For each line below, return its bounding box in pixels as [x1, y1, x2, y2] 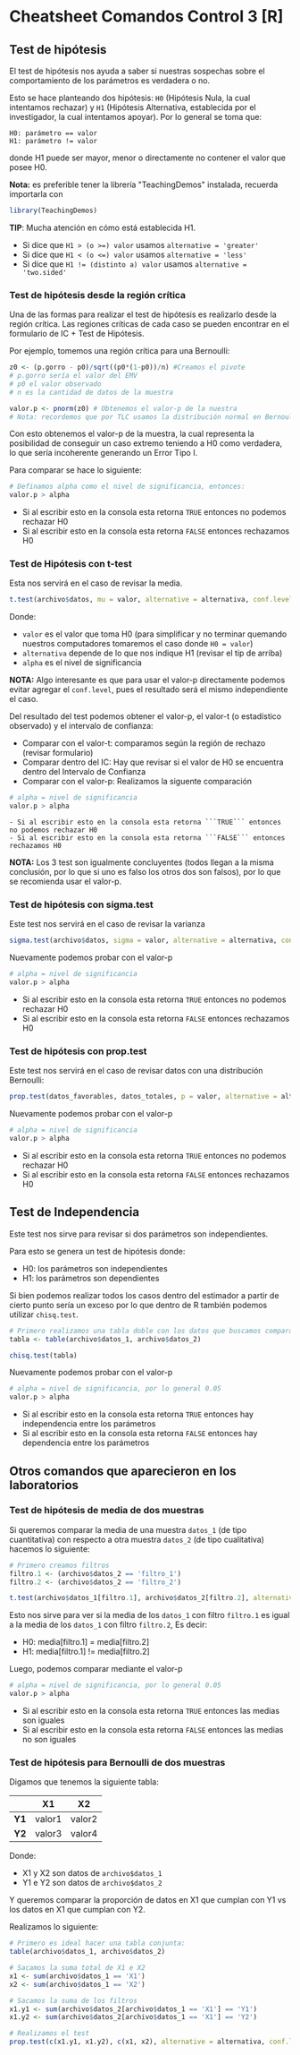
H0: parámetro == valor [9, 129, 98, 138]
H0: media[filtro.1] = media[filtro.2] [21, 1637, 150, 1648]
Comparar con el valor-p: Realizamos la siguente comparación [21, 776, 253, 787]
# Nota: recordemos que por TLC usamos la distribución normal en [9, 412, 262, 422]
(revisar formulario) [21, 748, 94, 758]
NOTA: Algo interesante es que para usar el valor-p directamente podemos [9, 674, 286, 686]
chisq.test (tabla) [9, 1350, 78, 1360]
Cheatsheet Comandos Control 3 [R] [9, 6, 284, 27]
